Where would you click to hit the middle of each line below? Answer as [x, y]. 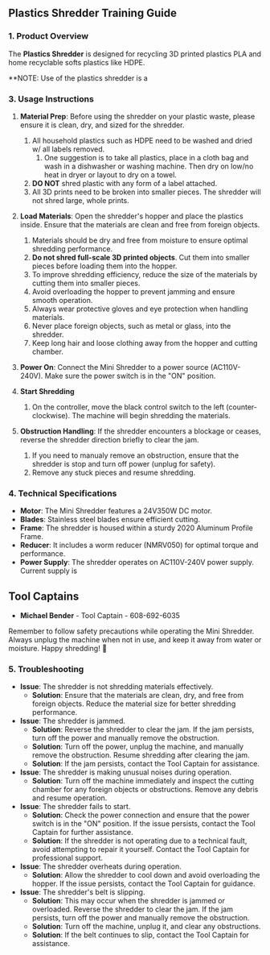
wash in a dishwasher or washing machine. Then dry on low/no [149, 166]
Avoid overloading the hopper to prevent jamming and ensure [133, 291]
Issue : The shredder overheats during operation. [101, 866]
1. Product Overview [49, 36]
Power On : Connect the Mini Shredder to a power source [114, 367]
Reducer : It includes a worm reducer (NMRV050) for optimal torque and [139, 545]
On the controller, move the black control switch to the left [128, 407]
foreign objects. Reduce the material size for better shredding [134, 704]
